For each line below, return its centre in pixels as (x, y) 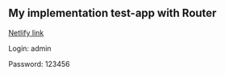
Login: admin (30, 48)
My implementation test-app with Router (112, 13)
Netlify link (26, 32)
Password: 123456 (39, 64)
